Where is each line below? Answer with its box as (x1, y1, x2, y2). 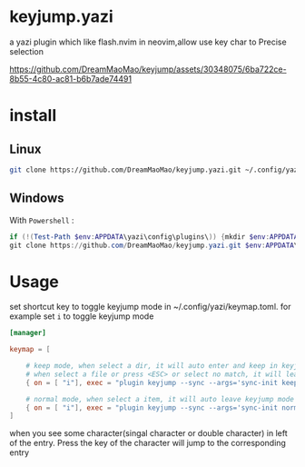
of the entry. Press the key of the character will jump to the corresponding (9, 438, 286, 449)
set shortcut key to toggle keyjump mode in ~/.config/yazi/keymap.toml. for (9, 302, 291, 313)
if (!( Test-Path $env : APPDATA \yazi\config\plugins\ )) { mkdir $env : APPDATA (9, 232, 299, 242)
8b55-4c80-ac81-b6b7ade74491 (9, 73, 133, 84)
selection (9, 45, 44, 56)
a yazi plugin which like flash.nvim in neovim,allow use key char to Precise (9, 36, 288, 47)
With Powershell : (9, 214, 74, 225)
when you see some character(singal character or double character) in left (9, 428, 288, 439)
